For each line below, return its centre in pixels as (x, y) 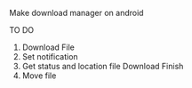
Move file (39, 76)
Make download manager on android (76, 13)
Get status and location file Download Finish (103, 66)
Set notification (50, 56)
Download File (48, 47)
